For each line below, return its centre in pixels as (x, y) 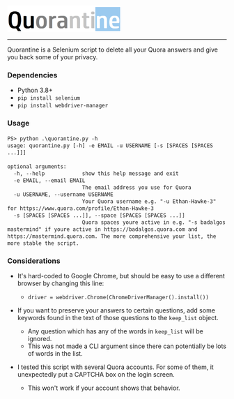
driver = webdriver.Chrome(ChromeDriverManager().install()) (118, 297)
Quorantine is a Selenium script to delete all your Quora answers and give (112, 50)
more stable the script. (43, 243)
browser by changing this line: (61, 283)
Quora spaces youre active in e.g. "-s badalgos (154, 222)
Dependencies (32, 75)
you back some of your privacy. (53, 57)
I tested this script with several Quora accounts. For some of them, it (115, 367)
